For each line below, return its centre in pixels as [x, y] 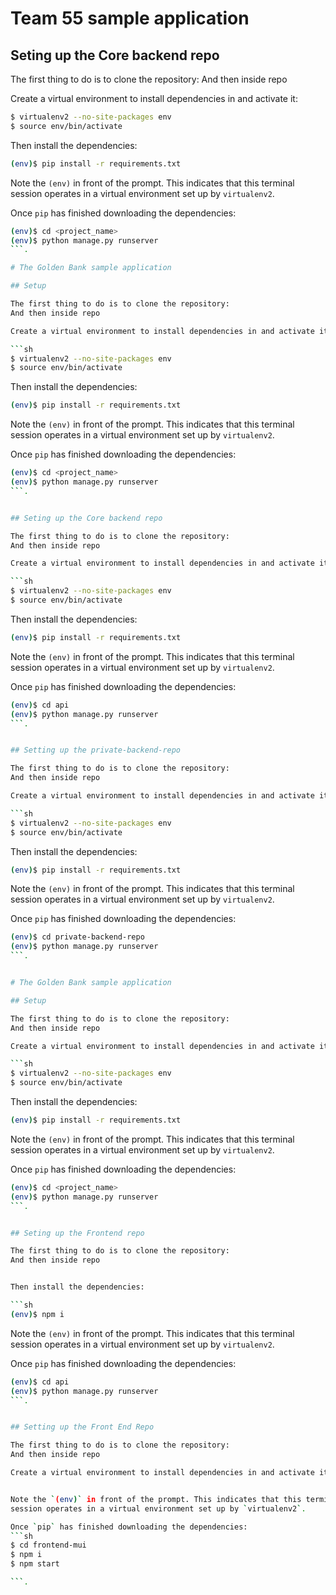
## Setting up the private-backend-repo [96, 750]
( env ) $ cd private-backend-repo [77, 937]
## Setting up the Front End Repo [82, 1427]
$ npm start [35, 1564]
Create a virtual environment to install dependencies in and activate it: [154, 98]
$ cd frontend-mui [48, 1545]
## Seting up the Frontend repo [77, 1233]
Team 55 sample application [130, 18]
